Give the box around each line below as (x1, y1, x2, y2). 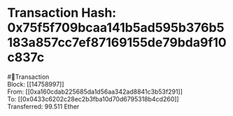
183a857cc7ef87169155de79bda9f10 (7, 35, 227, 50)
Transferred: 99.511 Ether (7, 102, 80, 110)
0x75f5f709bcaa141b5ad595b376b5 (7, 20, 225, 36)
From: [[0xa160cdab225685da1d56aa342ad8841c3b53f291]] (7, 87, 183, 96)
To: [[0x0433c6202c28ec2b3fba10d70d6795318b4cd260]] (7, 94, 180, 103)
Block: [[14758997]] (7, 80, 64, 88)
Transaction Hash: (7, 5, 117, 21)
